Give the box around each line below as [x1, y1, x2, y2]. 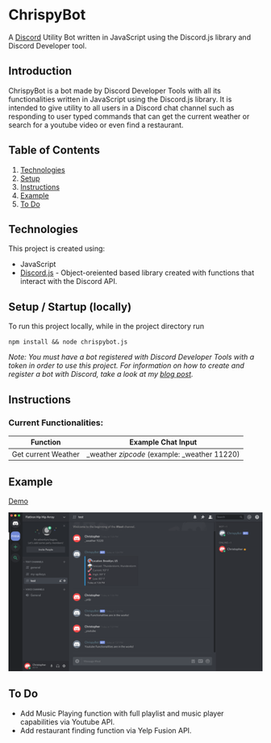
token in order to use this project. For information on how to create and [8, 361, 244, 370]
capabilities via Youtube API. [19, 716, 115, 727]
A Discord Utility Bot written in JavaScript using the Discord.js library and [8, 32, 252, 42]
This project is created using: [8, 244, 106, 253]
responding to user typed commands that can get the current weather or [8, 111, 250, 121]
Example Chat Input [129, 437, 198, 447]
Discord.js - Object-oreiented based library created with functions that [19, 268, 255, 278]
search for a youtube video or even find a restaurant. [8, 119, 184, 130]
